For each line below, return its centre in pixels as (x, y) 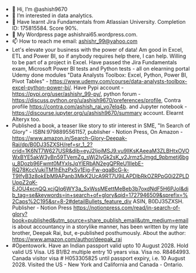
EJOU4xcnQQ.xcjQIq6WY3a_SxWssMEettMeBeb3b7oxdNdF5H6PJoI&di (100, 189)
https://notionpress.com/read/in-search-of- (127, 208)
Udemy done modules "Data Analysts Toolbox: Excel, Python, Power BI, (99, 75)
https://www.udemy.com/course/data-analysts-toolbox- (119, 81)
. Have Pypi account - (97, 87)
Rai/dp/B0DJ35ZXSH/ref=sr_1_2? (52, 145)
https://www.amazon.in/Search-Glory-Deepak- (69, 138)
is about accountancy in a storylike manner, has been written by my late (100, 227)
